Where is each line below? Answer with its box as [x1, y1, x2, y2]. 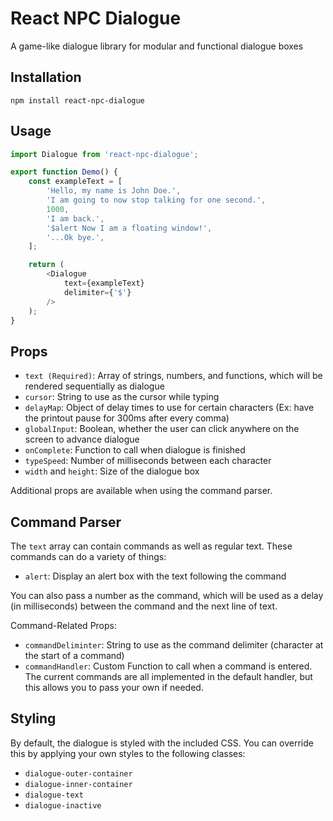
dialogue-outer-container [24, 768, 133, 779]
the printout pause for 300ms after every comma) [24, 412, 230, 424]
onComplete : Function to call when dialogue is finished [24, 444, 246, 456]
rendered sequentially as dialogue [24, 380, 165, 392]
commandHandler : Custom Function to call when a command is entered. [24, 660, 313, 672]
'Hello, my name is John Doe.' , [46, 186, 182, 196]
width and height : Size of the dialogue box [24, 465, 200, 477]
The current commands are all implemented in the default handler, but [24, 671, 313, 683]
